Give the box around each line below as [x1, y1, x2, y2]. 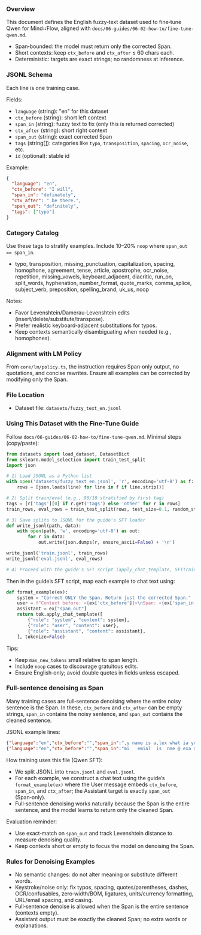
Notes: [6, 297, 23, 304]
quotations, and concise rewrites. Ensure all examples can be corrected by [6, 370, 190, 377]
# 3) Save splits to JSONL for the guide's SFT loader [6, 517, 146, 523]
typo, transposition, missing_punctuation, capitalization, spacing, [14, 260, 175, 267]
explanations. [14, 922, 48, 929]
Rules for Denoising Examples [6, 857, 95, 865]
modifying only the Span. [6, 376, 68, 383]
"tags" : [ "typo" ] [11, 209, 55, 215]
